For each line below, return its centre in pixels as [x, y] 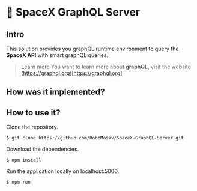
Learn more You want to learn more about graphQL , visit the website [106, 67]
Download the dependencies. [43, 149]
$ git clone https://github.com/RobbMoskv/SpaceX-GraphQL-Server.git [95, 138]
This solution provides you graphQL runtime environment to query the [92, 49]
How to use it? [33, 113]
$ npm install [24, 160]
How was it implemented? [56, 92]
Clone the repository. [32, 127]
